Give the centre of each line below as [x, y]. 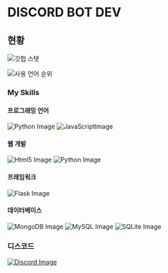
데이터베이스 [25, 211]
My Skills [23, 92]
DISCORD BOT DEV [65, 12]
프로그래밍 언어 [28, 110]
